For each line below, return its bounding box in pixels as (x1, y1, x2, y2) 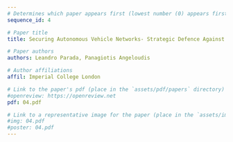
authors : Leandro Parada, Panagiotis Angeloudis (7, 55, 150, 62)
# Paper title (7, 29, 49, 36)
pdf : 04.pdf (7, 98, 42, 106)
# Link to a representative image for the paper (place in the (7, 112, 194, 118)
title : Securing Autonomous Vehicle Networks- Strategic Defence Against (7, 35, 225, 42)
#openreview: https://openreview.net (7, 92, 116, 99)
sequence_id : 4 (7, 17, 51, 24)
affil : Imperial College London (7, 73, 101, 80)
